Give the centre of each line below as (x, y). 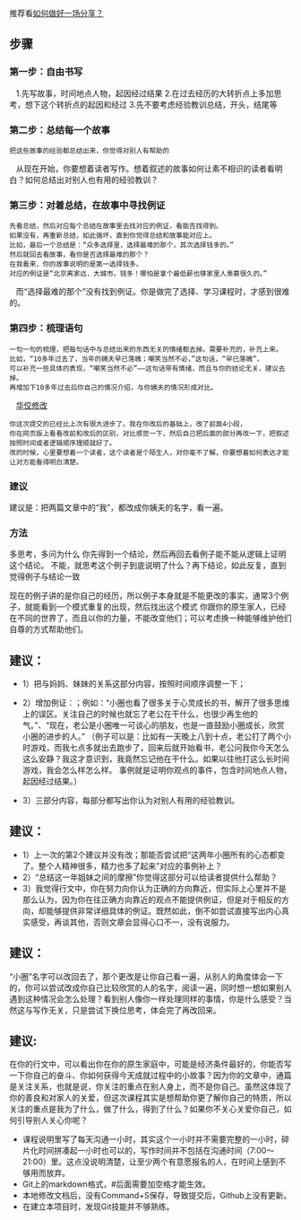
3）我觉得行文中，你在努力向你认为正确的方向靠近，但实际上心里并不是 (154, 888)
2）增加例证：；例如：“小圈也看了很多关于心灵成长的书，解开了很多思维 (156, 702)
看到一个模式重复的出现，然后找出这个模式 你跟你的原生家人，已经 (163, 607)
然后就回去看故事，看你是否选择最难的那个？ (79, 255)
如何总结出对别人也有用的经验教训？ (91, 180)
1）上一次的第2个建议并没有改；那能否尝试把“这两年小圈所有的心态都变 (154, 855)
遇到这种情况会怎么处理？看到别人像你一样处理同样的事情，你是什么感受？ (146, 998)
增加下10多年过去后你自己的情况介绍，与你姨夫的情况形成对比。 (116, 387)
